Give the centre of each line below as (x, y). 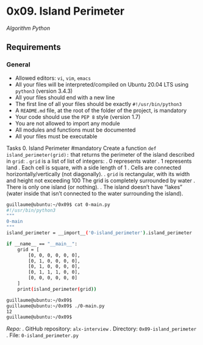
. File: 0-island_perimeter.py (43, 335)
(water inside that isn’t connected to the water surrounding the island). (95, 193)
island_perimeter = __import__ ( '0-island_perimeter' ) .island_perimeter (99, 233)
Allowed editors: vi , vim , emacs (53, 78)
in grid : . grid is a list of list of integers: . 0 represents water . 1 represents (99, 161)
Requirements (34, 47)
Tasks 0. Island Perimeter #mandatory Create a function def (81, 148)
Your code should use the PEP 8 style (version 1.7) (78, 116)
